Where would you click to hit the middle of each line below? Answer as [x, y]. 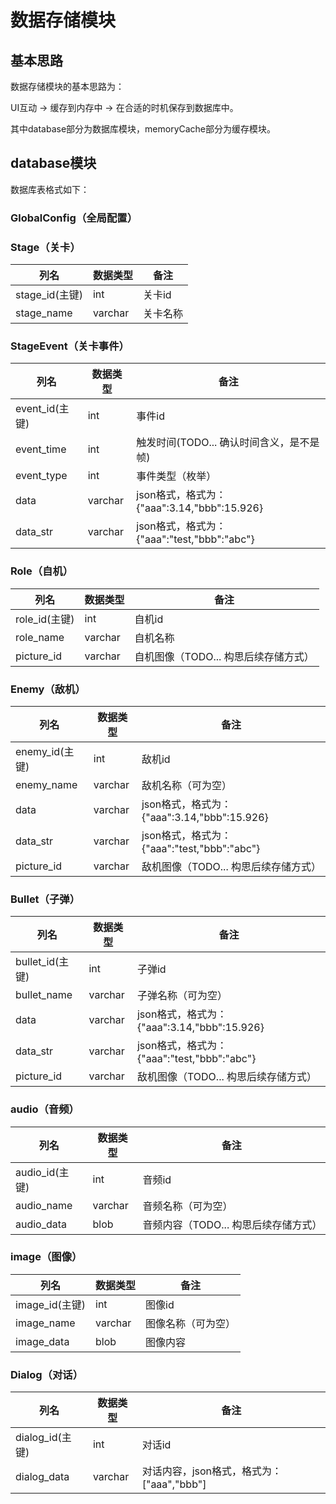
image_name [45, 1323]
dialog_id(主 [43, 1438]
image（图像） [46, 1257]
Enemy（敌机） [48, 689]
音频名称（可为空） [187, 1206]
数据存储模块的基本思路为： [67, 86]
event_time [41, 449]
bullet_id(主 [42, 962]
